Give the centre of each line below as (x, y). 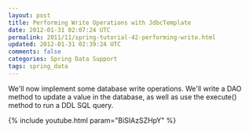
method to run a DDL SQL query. (61, 105)
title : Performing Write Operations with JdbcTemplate (100, 23)
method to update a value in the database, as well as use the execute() (123, 97)
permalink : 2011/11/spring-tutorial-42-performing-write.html (112, 37)
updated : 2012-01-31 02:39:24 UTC (65, 45)
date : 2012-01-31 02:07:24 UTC (59, 30)
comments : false (35, 52)
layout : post (29, 15)
